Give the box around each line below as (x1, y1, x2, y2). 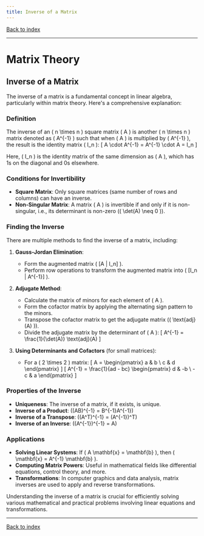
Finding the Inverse (6, 223, 65, 231)
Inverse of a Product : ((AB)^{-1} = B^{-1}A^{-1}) (15, 407, 134, 414)
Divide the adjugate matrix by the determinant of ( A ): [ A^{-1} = (24, 328, 184, 336)
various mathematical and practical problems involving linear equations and (6, 499, 195, 507)
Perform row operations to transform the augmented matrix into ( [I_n (24, 266, 197, 274)
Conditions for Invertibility (6, 174, 86, 183)
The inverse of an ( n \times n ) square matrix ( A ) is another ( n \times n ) (6, 128, 191, 135)
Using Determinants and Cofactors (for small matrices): (15, 347, 157, 354)
